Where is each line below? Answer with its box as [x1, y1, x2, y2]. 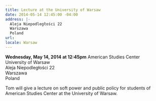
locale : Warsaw [5, 40, 37, 45]
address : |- [5, 17, 30, 22]
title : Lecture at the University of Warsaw [5, 7, 101, 13]
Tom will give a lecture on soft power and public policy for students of [5, 85, 151, 91]
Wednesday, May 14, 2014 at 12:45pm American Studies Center [5, 54, 140, 60]
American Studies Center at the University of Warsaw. [5, 90, 118, 96]
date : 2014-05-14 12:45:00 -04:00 [5, 12, 79, 17]
